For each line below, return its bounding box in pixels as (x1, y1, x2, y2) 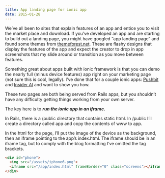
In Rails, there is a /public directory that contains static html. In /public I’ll (5, 115, 152, 121)
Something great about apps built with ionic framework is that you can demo (5, 66, 160, 72)
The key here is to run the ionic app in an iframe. (5, 106, 106, 112)
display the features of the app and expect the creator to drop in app (5, 46, 144, 52)
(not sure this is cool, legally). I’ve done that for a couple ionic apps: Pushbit (5, 76, 159, 82)
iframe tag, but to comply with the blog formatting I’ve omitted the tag (5, 140, 146, 146)
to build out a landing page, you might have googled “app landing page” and (5, 35, 160, 42)
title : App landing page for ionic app (5, 7, 87, 12)
